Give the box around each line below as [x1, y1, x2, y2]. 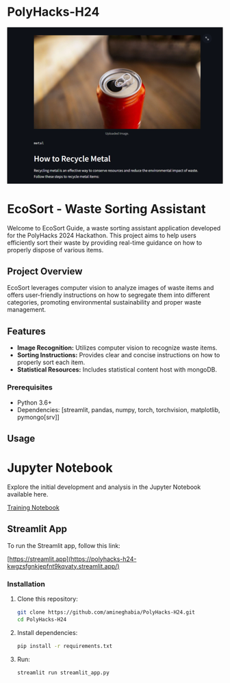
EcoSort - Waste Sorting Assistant [7, 201, 206, 217]
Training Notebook [7, 503, 60, 512]
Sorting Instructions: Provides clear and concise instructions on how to [16, 351, 220, 359]
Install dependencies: [16, 628, 78, 636]
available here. [7, 490, 49, 498]
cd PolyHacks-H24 [16, 616, 67, 623]
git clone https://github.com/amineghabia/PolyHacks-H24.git [16, 608, 196, 616]
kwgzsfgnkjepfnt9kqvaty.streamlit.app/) [7, 562, 120, 570]
